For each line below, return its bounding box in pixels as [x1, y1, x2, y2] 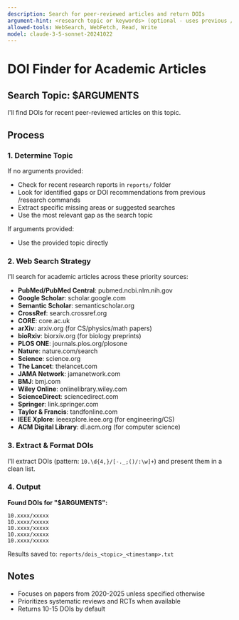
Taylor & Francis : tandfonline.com [17, 407, 118, 416]
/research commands [17, 195, 80, 204]
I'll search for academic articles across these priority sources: [7, 273, 188, 281]
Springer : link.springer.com [17, 400, 99, 409]
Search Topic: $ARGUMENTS [7, 89, 139, 101]
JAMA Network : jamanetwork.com [17, 370, 121, 378]
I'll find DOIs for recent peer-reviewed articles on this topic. [7, 108, 181, 117]
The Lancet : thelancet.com [17, 362, 97, 371]
